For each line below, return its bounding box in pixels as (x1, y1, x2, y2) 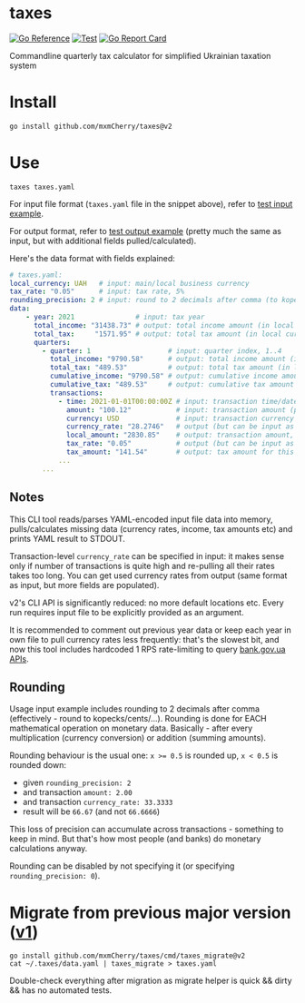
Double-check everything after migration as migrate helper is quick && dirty (9, 975, 292, 987)
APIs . (9, 653, 29, 664)
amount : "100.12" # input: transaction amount (66, 405, 286, 415)
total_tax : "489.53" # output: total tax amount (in (49, 363, 290, 372)
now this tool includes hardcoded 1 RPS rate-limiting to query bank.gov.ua (9, 644, 286, 654)
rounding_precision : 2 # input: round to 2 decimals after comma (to (9, 296, 279, 305)
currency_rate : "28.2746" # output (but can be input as (66, 422, 295, 431)
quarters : (33, 338, 71, 347)
